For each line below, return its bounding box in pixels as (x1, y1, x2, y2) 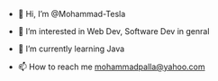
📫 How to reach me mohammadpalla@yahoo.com (17, 61, 205, 72)
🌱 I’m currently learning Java (17, 43, 125, 54)
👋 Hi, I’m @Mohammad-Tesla (17, 9, 126, 19)
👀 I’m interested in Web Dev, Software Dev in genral (17, 26, 210, 36)
